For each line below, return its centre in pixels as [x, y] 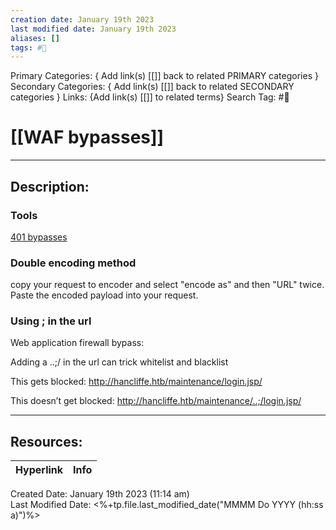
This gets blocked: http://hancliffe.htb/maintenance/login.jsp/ [136, 382]
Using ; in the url [51, 321]
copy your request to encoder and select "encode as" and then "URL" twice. [167, 285]
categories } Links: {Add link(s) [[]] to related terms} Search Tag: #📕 [150, 97]
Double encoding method [73, 263]
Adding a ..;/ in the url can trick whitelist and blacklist [119, 362]
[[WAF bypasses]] [87, 137]
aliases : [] [35, 38]
